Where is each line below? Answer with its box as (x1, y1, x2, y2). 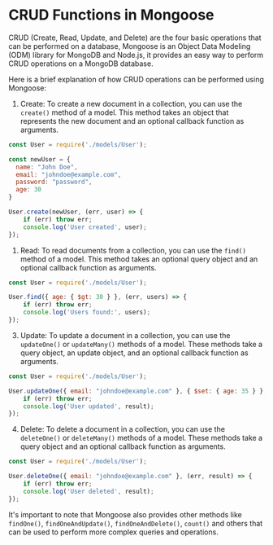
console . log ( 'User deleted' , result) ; (23, 487, 154, 495)
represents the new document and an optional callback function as (19, 116, 245, 125)
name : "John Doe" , (15, 163, 79, 171)
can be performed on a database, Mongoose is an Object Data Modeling (8, 41, 251, 51)
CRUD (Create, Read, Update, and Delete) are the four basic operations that (8, 33, 262, 42)
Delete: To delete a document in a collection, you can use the (19, 424, 226, 434)
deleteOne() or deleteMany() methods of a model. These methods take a (19, 433, 262, 443)
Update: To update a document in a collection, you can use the (19, 330, 231, 340)
